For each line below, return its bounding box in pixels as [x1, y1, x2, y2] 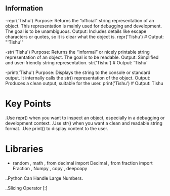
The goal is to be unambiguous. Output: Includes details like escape [5, 28, 147, 34]
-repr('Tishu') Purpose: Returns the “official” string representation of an [5, 17, 154, 23]
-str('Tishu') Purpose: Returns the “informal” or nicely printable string [5, 49, 150, 55]
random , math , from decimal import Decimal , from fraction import [12, 160, 153, 166]
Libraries [5, 143, 44, 154]
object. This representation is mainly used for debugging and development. [5, 23, 162, 29]
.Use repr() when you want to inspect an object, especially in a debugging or [5, 114, 165, 121]
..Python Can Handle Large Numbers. [5, 175, 83, 181]
